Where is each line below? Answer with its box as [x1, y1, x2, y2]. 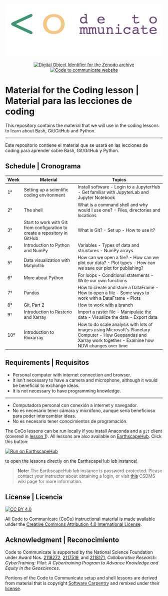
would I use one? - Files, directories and [77, 207, 161, 213]
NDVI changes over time [77, 342, 128, 348]
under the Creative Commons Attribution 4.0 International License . [5, 521, 142, 527]
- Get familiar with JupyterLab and [77, 189, 149, 195]
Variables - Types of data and [77, 242, 139, 248]
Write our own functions [77, 277, 127, 283]
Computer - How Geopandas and [77, 332, 147, 338]
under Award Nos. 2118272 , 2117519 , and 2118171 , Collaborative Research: [5, 554, 157, 560]
